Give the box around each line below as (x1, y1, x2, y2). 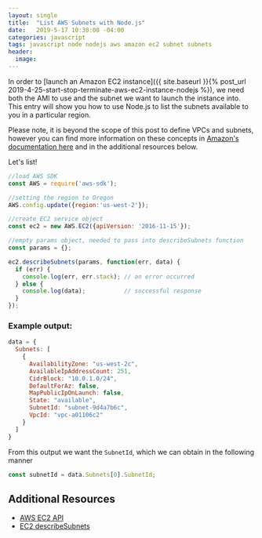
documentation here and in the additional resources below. (8, 142, 198, 151)
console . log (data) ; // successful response (22, 287, 202, 295)
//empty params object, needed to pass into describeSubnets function (8, 237, 244, 245)
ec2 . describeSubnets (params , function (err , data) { (8, 258, 180, 266)
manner (8, 456, 34, 465)
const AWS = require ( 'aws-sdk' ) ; (8, 180, 118, 187)
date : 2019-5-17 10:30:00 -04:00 (8, 26, 125, 34)
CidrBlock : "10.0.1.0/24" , (28, 374, 118, 383)
